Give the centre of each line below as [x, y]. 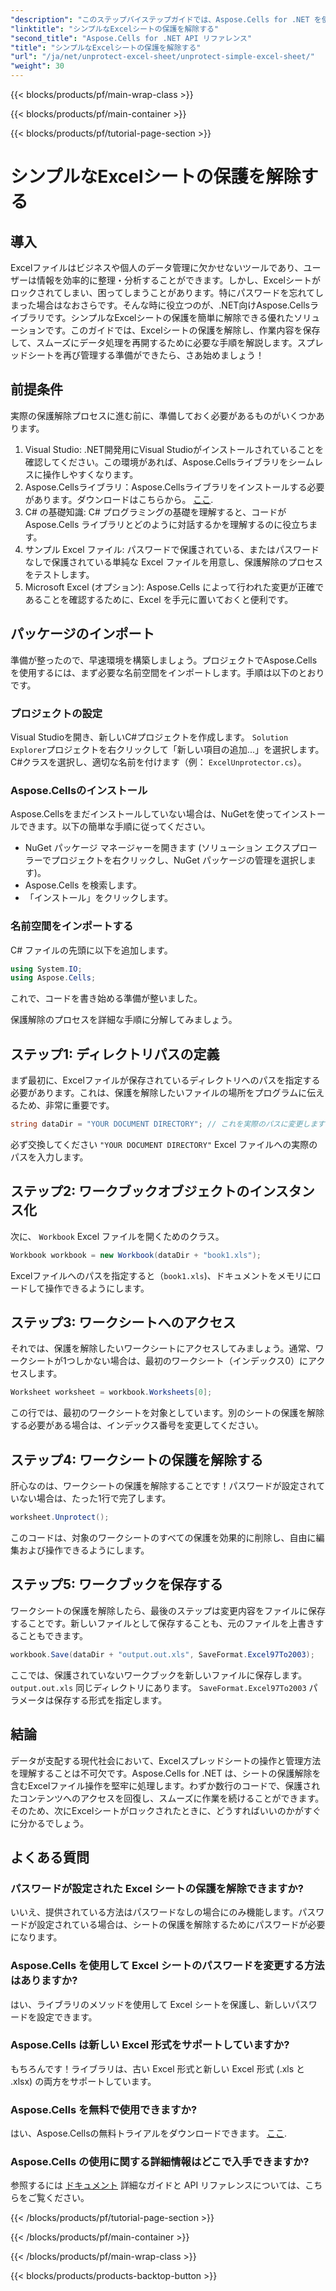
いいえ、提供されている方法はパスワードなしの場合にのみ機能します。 [154, 1912]
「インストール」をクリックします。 [99, 898]
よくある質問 [50, 1857]
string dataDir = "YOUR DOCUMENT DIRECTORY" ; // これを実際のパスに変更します [168, 1124]
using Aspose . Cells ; [53, 978]
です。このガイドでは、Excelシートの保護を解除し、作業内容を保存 [182, 330]
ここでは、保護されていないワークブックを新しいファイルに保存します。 [159, 1675]
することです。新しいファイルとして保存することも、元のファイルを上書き [163, 1623]
